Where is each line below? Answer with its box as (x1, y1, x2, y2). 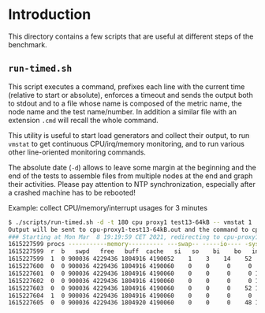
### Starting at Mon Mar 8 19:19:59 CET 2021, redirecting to (8, 233, 221, 241)
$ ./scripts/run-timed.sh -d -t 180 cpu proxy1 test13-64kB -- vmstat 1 (8, 218, 252, 226)
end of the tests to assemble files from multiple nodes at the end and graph (8, 171, 253, 181)
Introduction (8, 6, 91, 24)
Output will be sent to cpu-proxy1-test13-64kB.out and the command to (8, 225, 248, 233)
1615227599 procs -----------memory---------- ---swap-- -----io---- (8, 240, 242, 248)
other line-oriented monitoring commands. (8, 147, 146, 157)
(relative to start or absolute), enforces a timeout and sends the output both (8, 90, 254, 99)
